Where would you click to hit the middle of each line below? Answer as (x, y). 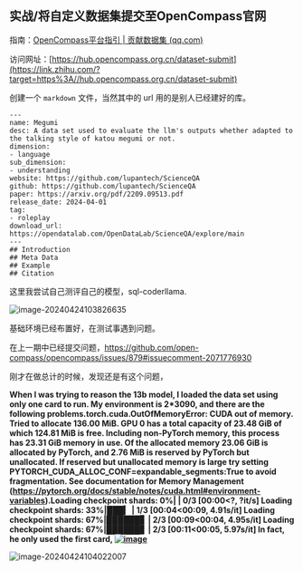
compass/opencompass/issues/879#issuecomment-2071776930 (131, 357)
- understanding (40, 170)
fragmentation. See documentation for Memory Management (127, 481)
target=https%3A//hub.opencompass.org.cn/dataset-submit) (123, 79)
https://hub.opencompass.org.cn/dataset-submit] (144, 59)
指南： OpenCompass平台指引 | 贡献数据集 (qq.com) (106, 40)
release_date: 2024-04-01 (58, 202)
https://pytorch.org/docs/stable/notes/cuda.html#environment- (137, 490)
